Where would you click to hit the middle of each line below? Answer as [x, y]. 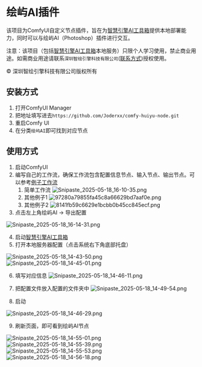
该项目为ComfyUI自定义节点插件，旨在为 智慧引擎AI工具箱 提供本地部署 [94, 30]
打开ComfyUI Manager [43, 108]
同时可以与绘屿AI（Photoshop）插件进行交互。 [75, 37]
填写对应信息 [31, 275]
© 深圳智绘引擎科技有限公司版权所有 [52, 71]
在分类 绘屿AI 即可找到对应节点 [51, 130]
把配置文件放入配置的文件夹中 [52, 288]
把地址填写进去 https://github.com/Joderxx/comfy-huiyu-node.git [97, 115]
